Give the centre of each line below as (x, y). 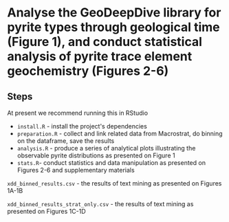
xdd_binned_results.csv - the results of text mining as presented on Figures (115, 183)
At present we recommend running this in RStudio (78, 113)
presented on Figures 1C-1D (46, 211)
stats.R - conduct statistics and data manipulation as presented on (111, 163)
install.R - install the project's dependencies (82, 126)
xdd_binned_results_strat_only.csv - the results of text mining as (100, 204)
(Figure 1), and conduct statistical (105, 42)
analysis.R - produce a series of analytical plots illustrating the (106, 148)
